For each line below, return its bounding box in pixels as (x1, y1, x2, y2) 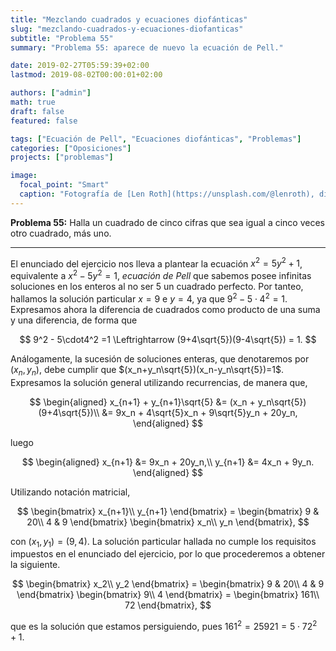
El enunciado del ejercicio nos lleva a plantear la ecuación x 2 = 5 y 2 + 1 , (10, 256, 303, 270)
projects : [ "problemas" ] (10, 152, 114, 163)
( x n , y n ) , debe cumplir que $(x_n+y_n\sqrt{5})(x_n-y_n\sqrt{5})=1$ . (10, 363, 284, 378)
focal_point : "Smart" (19, 180, 110, 190)
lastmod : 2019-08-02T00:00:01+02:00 (10, 70, 163, 80)
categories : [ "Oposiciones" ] (10, 143, 132, 153)
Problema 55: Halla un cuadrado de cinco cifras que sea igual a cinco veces (10, 216, 325, 228)
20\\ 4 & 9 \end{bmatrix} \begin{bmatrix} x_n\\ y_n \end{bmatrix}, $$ (26, 516, 310, 528)
